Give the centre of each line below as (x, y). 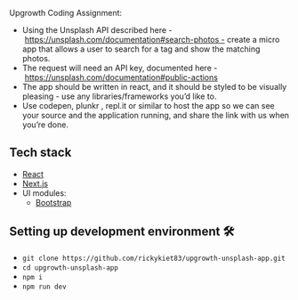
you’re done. (45, 125)
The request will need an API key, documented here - (120, 68)
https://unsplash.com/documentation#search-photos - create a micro (152, 40)
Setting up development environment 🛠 (122, 232)
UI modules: (44, 193)
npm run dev (44, 287)
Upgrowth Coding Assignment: (66, 13)
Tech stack (40, 153)
